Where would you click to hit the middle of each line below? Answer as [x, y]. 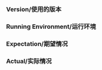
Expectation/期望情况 [37, 44]
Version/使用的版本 [34, 9]
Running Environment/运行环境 [51, 26]
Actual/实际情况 [29, 61]
